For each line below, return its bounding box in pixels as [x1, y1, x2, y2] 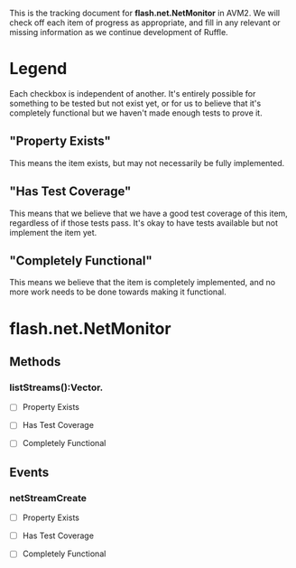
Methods [9, 354, 61, 369]
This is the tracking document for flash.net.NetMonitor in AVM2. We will [9, 8, 281, 18]
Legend [9, 59, 68, 79]
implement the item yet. [9, 227, 97, 237]
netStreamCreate [9, 491, 88, 504]
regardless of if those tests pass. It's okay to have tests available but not [9, 217, 278, 228]
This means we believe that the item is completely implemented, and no [9, 277, 276, 288]
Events [9, 464, 50, 480]
